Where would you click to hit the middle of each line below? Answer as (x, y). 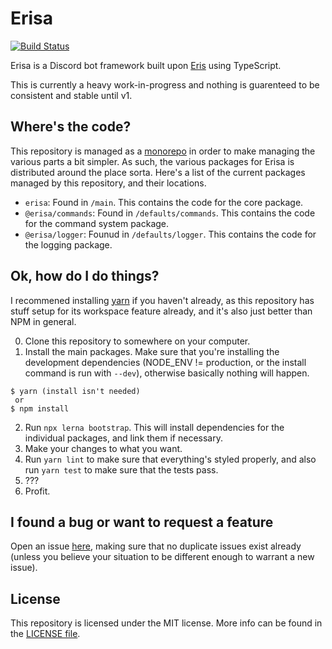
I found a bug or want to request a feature (142, 522)
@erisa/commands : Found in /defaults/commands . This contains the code (170, 213)
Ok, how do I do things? (85, 276)
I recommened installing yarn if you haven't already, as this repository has (162, 300)
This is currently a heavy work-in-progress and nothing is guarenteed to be (165, 84)
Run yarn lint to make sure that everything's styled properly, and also (170, 459)
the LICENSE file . (45, 634)
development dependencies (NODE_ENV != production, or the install (165, 362)
